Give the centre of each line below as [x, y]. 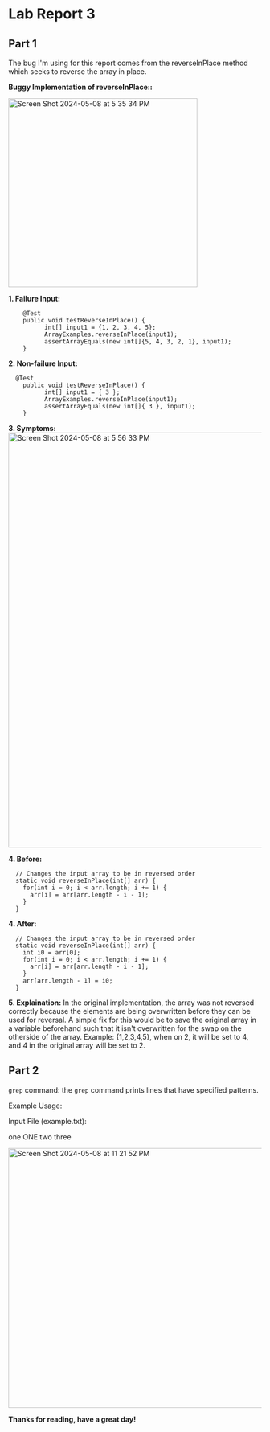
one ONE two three [40, 1137]
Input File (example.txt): [47, 1121]
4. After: [22, 924]
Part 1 [23, 44]
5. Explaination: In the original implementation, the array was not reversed [131, 1003]
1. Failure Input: [35, 299]
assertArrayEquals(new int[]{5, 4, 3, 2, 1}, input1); [137, 342]
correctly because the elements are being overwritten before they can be [129, 1011]
